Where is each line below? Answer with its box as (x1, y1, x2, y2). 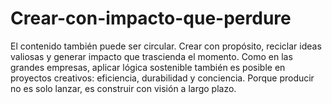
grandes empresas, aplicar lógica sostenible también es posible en (10, 61, 286, 73)
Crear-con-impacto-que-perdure (10, 7, 292, 30)
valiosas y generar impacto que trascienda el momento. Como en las (10, 50, 293, 62)
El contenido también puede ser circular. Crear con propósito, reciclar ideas (10, 40, 322, 52)
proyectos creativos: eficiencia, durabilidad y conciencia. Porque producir (10, 72, 315, 84)
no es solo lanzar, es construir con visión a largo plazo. (10, 82, 237, 94)
